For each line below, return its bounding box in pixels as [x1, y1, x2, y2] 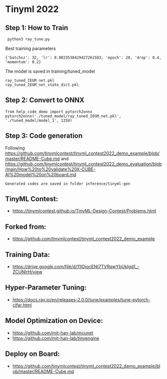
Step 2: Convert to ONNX [5, 96, 85, 105]
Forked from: [5, 222, 46, 231]
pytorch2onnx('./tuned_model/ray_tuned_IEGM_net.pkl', [5, 114, 122, 119]
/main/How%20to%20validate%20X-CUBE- [5, 166, 96, 172]
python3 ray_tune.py [7, 37, 50, 42]
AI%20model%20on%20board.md [5, 171, 76, 177]
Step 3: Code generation [5, 132, 83, 140]
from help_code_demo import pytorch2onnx [5, 109, 93, 114]
